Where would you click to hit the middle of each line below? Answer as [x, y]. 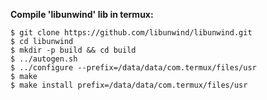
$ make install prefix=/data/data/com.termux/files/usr [129, 85]
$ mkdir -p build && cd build [73, 50]
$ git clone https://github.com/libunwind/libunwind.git [131, 33]
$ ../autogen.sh [44, 59]
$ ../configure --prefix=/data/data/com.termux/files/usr [133, 68]
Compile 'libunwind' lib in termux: [82, 14]
